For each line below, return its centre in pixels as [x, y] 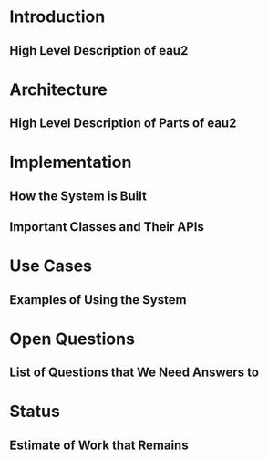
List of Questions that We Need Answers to [134, 373]
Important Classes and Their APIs [107, 227]
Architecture [58, 89]
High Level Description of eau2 [99, 51]
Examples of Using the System [98, 300]
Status [35, 412]
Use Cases [51, 266]
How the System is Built [78, 196]
